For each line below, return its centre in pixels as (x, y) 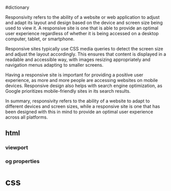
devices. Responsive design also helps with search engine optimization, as (84, 86)
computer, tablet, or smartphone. (40, 39)
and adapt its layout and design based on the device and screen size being (84, 23)
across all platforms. (27, 117)
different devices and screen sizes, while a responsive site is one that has (83, 106)
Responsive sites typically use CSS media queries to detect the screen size (84, 49)
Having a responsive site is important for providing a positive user (75, 75)
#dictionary (17, 7)
